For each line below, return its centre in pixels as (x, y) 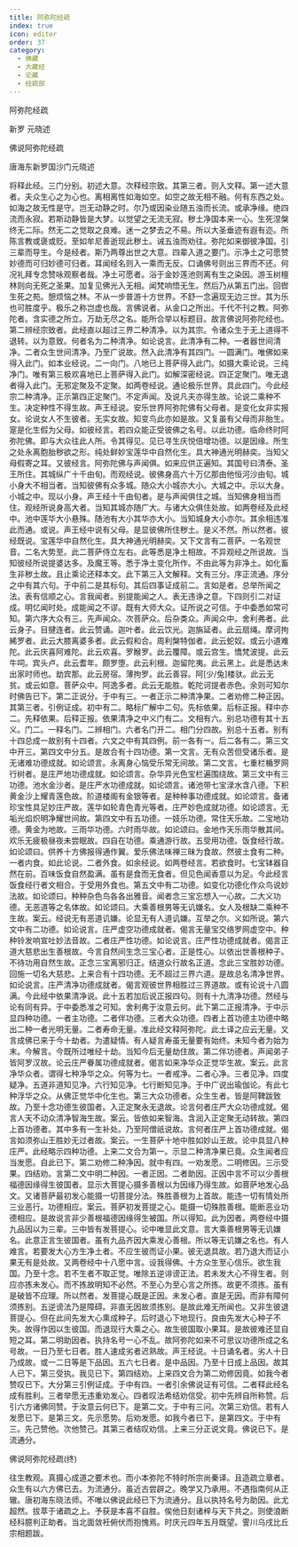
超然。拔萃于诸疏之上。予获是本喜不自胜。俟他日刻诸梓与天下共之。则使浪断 (149, 1511)
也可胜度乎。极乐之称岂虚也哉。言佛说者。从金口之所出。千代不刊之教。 (141, 307)
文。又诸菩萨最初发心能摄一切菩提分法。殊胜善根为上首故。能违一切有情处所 (149, 1195)
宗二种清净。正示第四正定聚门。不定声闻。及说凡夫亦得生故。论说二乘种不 (145, 396)
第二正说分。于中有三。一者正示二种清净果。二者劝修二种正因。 (172, 696)
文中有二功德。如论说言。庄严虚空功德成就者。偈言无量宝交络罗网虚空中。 (145, 929)
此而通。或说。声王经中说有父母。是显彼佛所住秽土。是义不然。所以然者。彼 (149, 529)
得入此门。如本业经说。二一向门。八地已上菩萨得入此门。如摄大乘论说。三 (145, 363)
